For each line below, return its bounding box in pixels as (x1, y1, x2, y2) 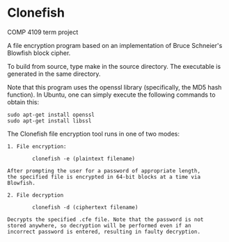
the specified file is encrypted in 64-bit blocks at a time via (7, 173, 200, 180)
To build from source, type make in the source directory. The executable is (7, 62, 221, 70)
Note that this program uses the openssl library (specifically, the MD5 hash (7, 83, 222, 91)
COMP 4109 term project (7, 28, 79, 36)
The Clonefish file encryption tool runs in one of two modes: (7, 129, 180, 138)
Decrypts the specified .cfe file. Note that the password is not (7, 216, 204, 223)
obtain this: (7, 97, 40, 106)
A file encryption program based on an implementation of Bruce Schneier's (7, 41, 223, 49)
